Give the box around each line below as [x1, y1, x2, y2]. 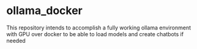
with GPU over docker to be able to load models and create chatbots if [6, 30, 184, 37]
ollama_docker [6, 4, 83, 18]
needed [6, 37, 26, 44]
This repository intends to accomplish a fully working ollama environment [6, 24, 191, 31]
